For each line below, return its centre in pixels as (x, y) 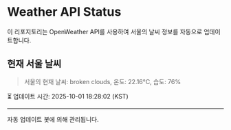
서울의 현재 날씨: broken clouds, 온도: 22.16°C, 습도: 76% (102, 81)
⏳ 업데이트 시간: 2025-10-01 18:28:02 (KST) (68, 96)
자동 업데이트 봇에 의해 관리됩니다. (53, 119)
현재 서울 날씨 (34, 64)
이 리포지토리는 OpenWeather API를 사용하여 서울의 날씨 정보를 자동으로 (105, 31)
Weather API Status (64, 12)
